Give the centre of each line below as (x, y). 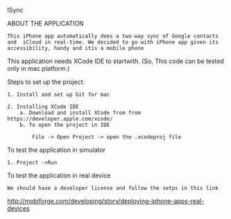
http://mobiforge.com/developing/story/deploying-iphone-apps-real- (106, 201)
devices (18, 208)
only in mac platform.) (38, 68)
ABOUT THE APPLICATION (46, 23)
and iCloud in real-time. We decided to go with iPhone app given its (113, 42)
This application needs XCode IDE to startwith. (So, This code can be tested (115, 61)
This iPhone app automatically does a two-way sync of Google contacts (113, 36)
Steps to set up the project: (46, 82)
